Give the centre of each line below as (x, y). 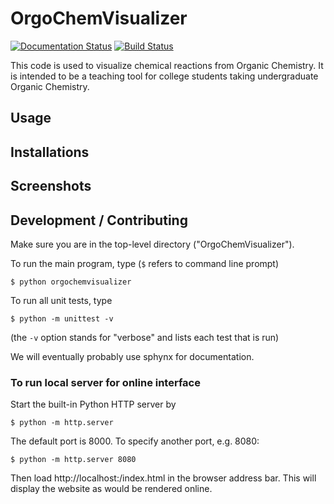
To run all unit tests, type (61, 300)
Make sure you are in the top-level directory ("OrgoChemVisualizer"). (152, 244)
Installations (50, 152)
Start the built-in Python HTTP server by (93, 404)
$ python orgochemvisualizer (71, 282)
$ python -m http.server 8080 (73, 460)
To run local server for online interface (105, 382)
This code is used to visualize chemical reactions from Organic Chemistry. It (167, 65)
